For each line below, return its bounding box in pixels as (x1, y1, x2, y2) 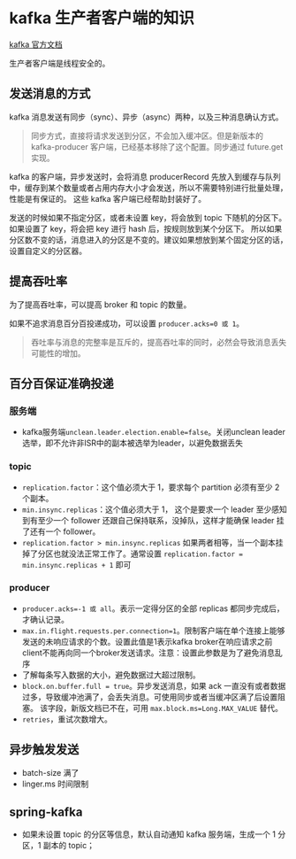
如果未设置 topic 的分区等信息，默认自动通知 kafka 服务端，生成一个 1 (21, 829, 277, 840)
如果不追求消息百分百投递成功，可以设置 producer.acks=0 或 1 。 (9, 318, 245, 329)
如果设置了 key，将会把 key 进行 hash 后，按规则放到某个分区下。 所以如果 (9, 223, 283, 234)
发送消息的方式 (9, 86, 91, 102)
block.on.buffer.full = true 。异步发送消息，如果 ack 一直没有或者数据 (21, 680, 286, 691)
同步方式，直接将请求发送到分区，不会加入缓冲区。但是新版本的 (30, 130, 263, 141)
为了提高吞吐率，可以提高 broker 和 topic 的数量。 (9, 298, 192, 310)
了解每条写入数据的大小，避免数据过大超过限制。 (21, 669, 201, 680)
